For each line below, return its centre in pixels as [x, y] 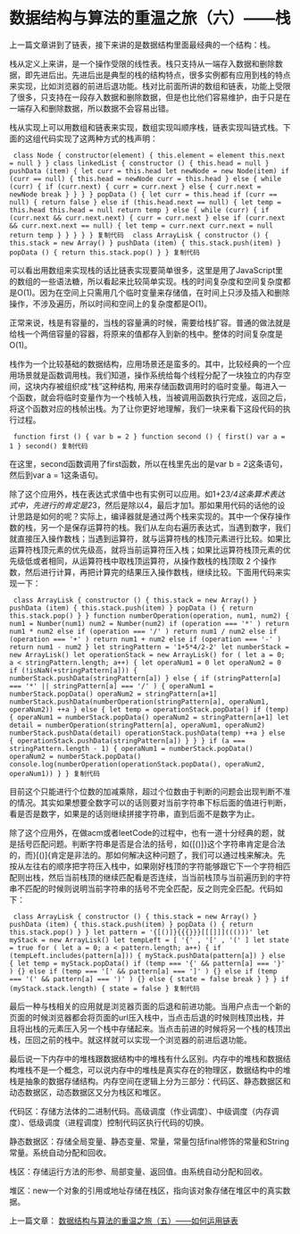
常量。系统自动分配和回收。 [60, 1152]
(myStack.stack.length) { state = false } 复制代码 [105, 988]
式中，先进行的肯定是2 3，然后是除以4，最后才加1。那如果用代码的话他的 [143, 504]
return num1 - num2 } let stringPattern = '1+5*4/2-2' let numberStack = [150, 647]
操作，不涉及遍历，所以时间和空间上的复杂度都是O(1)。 [111, 304]
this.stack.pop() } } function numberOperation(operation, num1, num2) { [150, 616]
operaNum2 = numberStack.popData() [75, 756]
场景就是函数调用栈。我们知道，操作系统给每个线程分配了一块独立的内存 [150, 375]
